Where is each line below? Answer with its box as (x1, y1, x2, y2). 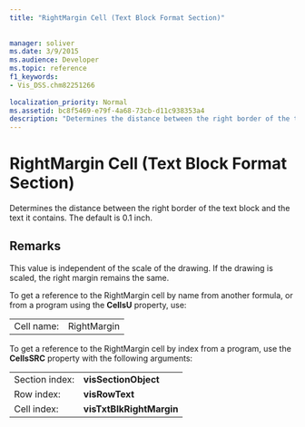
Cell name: (14, 319, 60, 332)
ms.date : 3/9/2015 (9, 47, 79, 56)
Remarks (9, 238, 62, 254)
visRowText (83, 387, 134, 400)
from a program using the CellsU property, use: (9, 299, 187, 310)
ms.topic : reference (9, 64, 88, 73)
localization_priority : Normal (9, 97, 128, 107)
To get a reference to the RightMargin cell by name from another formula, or (9, 289, 293, 300)
